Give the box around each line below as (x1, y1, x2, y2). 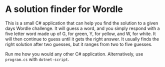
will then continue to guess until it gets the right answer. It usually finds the (5, 36, 159, 42)
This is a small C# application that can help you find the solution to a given (5, 20, 158, 26)
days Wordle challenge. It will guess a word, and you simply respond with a (5, 25, 160, 31)
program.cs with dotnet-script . (5, 56, 69, 62)
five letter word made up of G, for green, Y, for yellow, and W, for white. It (5, 30, 156, 36)
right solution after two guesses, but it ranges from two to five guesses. (5, 41, 152, 47)
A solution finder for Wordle (5, 3, 123, 15)
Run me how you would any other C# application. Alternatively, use (5, 51, 143, 57)
